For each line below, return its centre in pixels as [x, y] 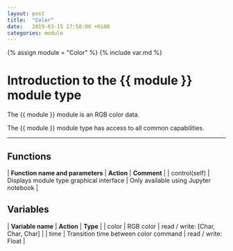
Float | [16, 241]
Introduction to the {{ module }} [100, 81]
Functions [29, 156]
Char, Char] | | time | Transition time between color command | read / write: [115, 234]
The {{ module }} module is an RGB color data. [74, 114]
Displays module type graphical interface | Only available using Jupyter [109, 180]
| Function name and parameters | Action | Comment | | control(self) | [109, 173]
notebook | [23, 188]
